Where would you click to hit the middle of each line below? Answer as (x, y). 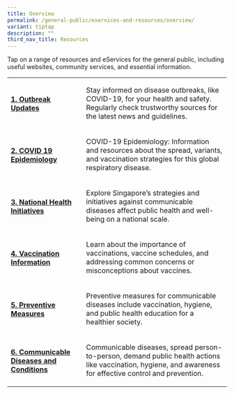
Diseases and (34, 361)
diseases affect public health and (140, 211)
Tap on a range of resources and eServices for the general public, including (116, 59)
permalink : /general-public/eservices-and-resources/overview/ (101, 20)
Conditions (29, 369)
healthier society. (114, 322)
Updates (25, 107)
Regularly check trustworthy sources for (152, 107)
